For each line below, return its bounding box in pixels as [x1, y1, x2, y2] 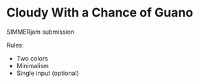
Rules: [6, 41, 25, 49]
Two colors [16, 54, 49, 63]
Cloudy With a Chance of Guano [6, 5, 194, 21]
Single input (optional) [16, 69, 80, 77]
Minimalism [16, 61, 49, 70]
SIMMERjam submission [6, 28, 75, 36]
